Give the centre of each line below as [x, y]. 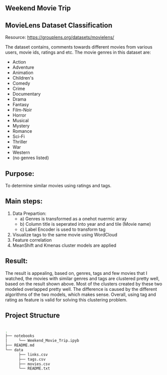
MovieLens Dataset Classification [59, 25]
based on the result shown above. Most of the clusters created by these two [84, 284]
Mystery [21, 126]
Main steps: [24, 202]
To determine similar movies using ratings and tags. [58, 186]
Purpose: [20, 173]
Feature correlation [32, 240]
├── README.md [20, 345]
